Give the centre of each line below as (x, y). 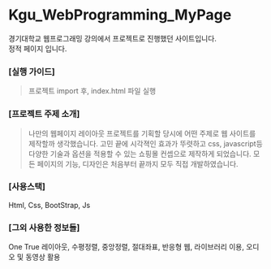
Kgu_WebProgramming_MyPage (120, 15)
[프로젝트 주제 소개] (44, 114)
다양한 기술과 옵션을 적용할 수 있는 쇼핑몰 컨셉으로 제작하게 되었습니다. (140, 154)
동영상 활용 (43, 257)
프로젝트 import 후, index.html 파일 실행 (92, 91)
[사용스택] (27, 187)
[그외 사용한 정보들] (44, 228)
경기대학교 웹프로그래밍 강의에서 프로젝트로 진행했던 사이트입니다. (113, 38)
